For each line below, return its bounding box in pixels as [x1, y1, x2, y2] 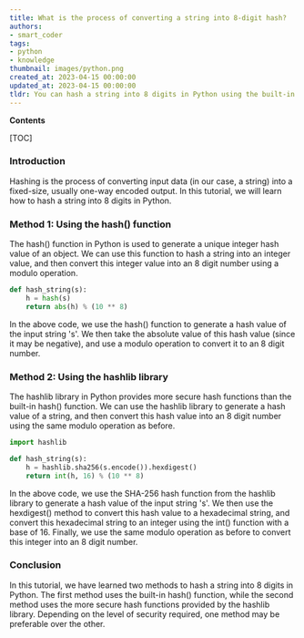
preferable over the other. [9, 618, 106, 629]
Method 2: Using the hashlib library [9, 370, 168, 383]
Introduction [9, 155, 66, 168]
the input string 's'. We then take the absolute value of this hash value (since [9, 328, 296, 339]
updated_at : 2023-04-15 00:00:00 [9, 81, 137, 90]
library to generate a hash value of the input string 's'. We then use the [9, 498, 274, 509]
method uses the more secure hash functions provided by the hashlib [9, 599, 270, 610]
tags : [9, 38, 30, 48]
